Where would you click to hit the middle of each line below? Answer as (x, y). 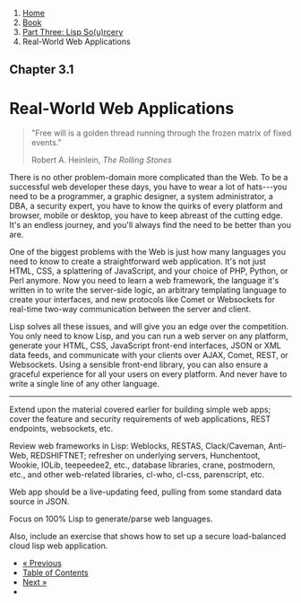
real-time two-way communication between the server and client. (130, 310)
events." (46, 143)
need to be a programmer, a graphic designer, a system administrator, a (141, 197)
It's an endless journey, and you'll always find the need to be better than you (150, 225)
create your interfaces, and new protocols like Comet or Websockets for (142, 300)
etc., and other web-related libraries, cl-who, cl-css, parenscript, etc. (137, 475)
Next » (34, 582)
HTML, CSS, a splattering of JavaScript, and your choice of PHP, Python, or (149, 271)
